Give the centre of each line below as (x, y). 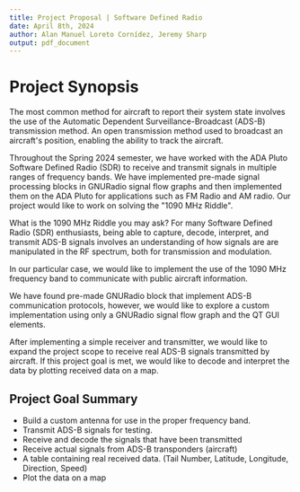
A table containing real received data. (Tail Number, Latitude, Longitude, (155, 458)
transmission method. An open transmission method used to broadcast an (146, 131)
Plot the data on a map (64, 478)
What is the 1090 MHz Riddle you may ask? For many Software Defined (141, 223)
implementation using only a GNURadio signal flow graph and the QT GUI (145, 315)
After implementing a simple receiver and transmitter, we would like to (138, 342)
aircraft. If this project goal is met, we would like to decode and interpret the (150, 361)
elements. (28, 325)
